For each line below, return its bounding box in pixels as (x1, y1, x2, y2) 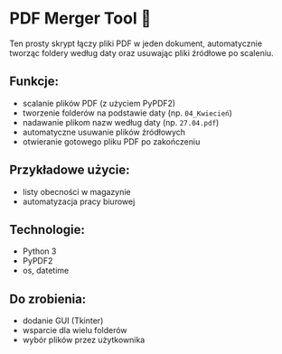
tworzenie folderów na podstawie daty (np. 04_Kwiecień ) (22, 107, 233, 118)
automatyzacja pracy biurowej (22, 196, 136, 207)
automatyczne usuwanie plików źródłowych (22, 126, 186, 137)
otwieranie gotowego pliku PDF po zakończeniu (22, 135, 201, 147)
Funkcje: (9, 74, 60, 89)
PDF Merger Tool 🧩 (9, 8, 152, 29)
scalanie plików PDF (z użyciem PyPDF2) (22, 98, 176, 108)
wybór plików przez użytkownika (22, 334, 146, 346)
